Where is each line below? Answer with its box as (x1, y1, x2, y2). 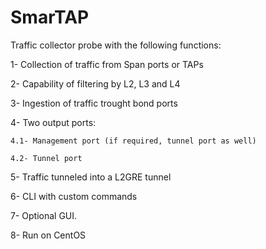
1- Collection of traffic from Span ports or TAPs (10, 58, 204, 70)
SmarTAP (10, 6, 90, 29)
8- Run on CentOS (10, 229, 87, 241)
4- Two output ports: (10, 116, 97, 128)
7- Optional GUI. (10, 209, 78, 221)
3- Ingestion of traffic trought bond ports (10, 97, 178, 109)
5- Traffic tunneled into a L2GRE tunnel (10, 171, 172, 183)
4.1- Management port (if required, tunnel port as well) (10, 136, 257, 146)
